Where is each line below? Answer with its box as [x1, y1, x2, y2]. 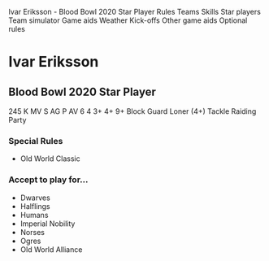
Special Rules [8, 135, 63, 146]
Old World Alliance [20, 244, 83, 254]
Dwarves [20, 193, 50, 202]
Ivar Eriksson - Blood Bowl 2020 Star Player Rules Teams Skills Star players [8, 7, 262, 16]
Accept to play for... [8, 174, 89, 185]
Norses [20, 227, 45, 237]
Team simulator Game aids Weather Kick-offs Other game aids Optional [8, 15, 248, 25]
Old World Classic [20, 154, 80, 163]
